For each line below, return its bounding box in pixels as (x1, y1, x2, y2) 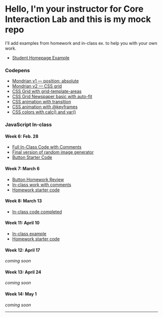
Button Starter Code (12, 154, 52, 160)
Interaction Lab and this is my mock (5, 14, 151, 25)
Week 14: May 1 (5, 291, 37, 297)
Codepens (5, 67, 30, 74)
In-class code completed (12, 208, 62, 215)
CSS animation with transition (12, 99, 71, 105)
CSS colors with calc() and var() (12, 109, 76, 115)
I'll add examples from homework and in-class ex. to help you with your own (5, 40, 158, 46)
